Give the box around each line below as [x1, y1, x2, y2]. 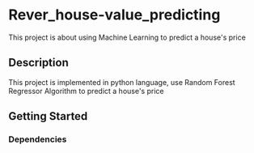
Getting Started [8, 109, 88, 123]
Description [8, 56, 69, 70]
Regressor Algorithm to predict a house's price [8, 86, 164, 96]
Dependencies [8, 134, 67, 145]
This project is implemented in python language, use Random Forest [8, 77, 236, 87]
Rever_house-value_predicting [8, 6, 221, 24]
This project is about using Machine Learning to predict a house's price [8, 32, 247, 42]
